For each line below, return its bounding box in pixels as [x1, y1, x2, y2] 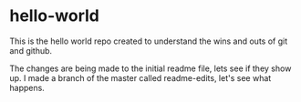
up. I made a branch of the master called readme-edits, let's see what [9, 72, 272, 83]
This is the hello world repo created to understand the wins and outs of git [9, 36, 288, 46]
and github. [9, 45, 53, 56]
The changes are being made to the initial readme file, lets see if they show [9, 63, 292, 74]
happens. [9, 82, 46, 93]
